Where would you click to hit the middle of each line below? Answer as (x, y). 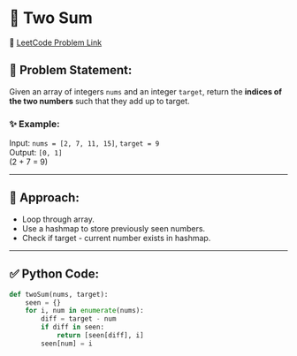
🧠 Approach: (44, 198)
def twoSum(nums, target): (59, 294)
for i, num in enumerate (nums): (84, 311)
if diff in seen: (72, 327)
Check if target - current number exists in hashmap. (116, 238)
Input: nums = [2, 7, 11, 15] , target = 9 (84, 143)
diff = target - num (79, 319)
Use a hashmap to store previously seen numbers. (114, 228)
